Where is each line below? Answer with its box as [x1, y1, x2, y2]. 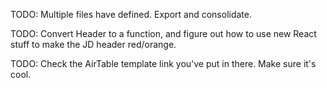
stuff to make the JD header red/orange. [10, 39, 177, 50]
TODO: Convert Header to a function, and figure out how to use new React [10, 28, 317, 39]
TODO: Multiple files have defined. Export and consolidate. [10, 9, 253, 20]
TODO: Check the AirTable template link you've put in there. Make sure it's [10, 58, 317, 69]
